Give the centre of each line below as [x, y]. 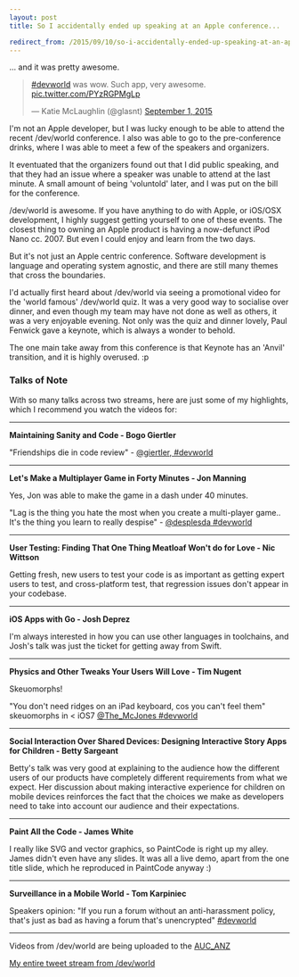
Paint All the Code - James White [72, 832]
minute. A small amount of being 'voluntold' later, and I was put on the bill [144, 184]
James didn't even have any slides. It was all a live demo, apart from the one [149, 858]
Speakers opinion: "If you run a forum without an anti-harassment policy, [142, 910]
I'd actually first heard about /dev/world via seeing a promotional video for [145, 293]
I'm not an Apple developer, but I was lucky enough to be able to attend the [147, 128]
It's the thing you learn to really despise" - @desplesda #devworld [131, 522]
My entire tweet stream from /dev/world [82, 963]
